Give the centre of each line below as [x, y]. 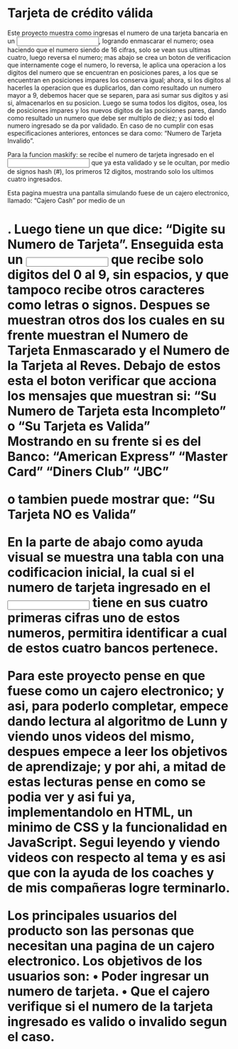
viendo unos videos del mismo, [101, 737]
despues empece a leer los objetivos [118, 752]
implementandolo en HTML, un [100, 813]
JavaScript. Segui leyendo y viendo [114, 843]
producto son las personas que [101, 931]
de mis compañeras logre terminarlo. [119, 888]
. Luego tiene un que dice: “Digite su [117, 229]
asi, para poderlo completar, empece [118, 706]
